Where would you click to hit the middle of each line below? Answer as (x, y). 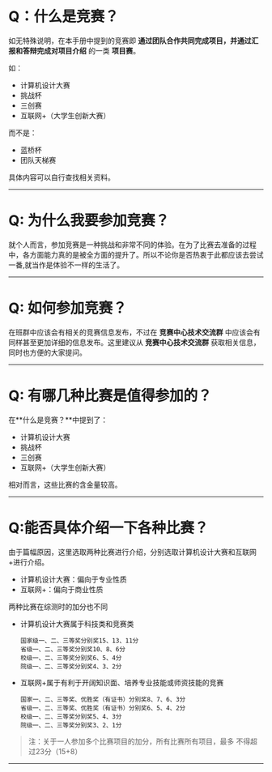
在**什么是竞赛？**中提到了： (58, 420)
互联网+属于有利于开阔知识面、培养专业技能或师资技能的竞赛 (122, 682)
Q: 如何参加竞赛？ (68, 308)
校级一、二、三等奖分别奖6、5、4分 (71, 658)
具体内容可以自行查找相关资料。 (62, 177)
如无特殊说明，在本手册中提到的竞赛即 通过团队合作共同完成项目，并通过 (130, 41)
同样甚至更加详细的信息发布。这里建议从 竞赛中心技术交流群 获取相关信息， (134, 342)
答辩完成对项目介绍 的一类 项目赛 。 (81, 50)
